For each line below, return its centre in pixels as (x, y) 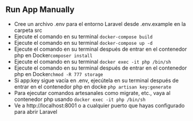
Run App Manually (40, 10)
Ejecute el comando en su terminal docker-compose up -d (83, 42)
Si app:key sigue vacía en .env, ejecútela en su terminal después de (96, 80)
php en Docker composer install (53, 55)
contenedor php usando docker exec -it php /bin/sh (80, 99)
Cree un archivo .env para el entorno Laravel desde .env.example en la (100, 24)
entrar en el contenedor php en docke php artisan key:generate (93, 86)
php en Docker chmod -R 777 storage (59, 74)
